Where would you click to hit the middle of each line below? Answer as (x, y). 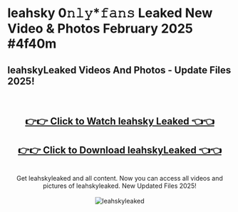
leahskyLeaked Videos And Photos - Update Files (119, 70)
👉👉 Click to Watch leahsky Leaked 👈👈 (120, 121)
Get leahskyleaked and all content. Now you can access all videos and (120, 179)
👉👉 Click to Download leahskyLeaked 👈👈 (120, 150)
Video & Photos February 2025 (100, 29)
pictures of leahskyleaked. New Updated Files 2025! (120, 186)
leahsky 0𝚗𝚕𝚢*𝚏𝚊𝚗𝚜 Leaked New (110, 13)
